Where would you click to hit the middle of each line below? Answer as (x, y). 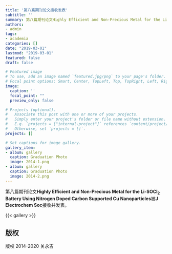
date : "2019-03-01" (26, 48)
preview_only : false (32, 101)
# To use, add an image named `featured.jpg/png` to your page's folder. (86, 77)
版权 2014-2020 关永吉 (29, 246)
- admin (14, 29)
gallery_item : (20, 148)
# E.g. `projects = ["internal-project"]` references (66, 124)
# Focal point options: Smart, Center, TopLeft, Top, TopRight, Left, (82, 82)
